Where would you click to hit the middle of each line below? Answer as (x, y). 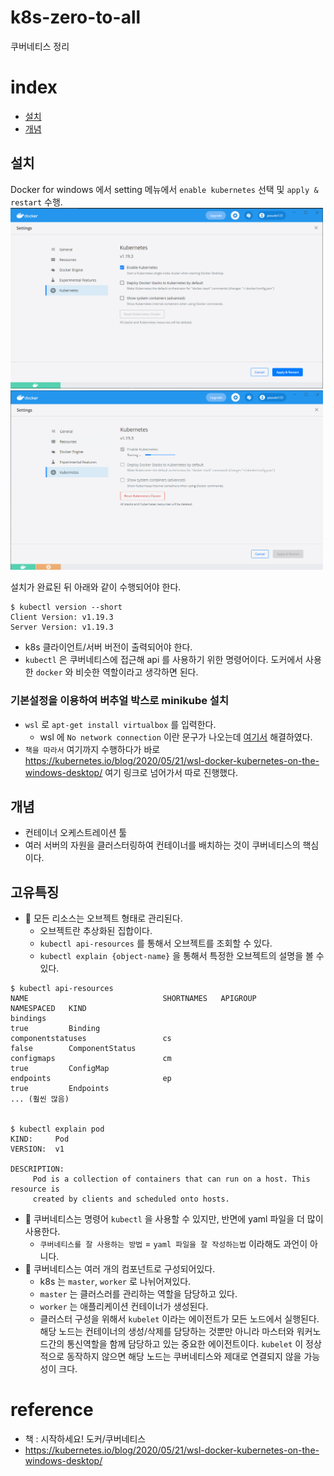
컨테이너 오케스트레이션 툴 (76, 833)
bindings (28, 1019)
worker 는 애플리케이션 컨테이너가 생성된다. (124, 1307)
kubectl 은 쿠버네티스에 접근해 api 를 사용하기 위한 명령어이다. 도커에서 (164, 660)
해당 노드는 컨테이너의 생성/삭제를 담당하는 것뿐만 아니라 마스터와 (167, 1332)
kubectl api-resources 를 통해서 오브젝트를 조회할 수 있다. (156, 943)
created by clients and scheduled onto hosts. (131, 1199)
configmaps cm (91, 1059)
